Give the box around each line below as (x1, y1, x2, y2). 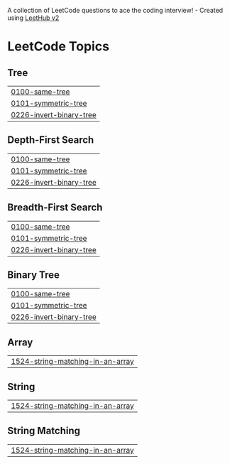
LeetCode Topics (7, 38, 110, 55)
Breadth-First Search (7, 202, 103, 214)
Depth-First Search (7, 134, 94, 146)
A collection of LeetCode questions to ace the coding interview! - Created (7, 6, 224, 14)
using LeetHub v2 (7, 14, 60, 22)
